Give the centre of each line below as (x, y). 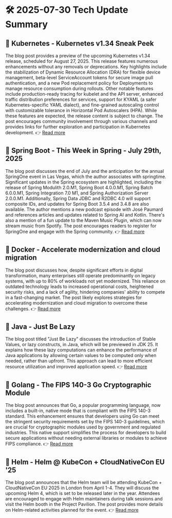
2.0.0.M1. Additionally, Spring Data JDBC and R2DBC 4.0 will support (78, 198)
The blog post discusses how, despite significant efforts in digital (74, 270)
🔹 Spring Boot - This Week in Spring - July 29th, (83, 150)
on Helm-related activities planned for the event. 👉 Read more (72, 510)
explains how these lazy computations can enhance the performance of (81, 350)
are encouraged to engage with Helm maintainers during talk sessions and (84, 499)
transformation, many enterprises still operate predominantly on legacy (80, 275)
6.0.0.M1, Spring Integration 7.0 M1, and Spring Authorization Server (77, 193)
